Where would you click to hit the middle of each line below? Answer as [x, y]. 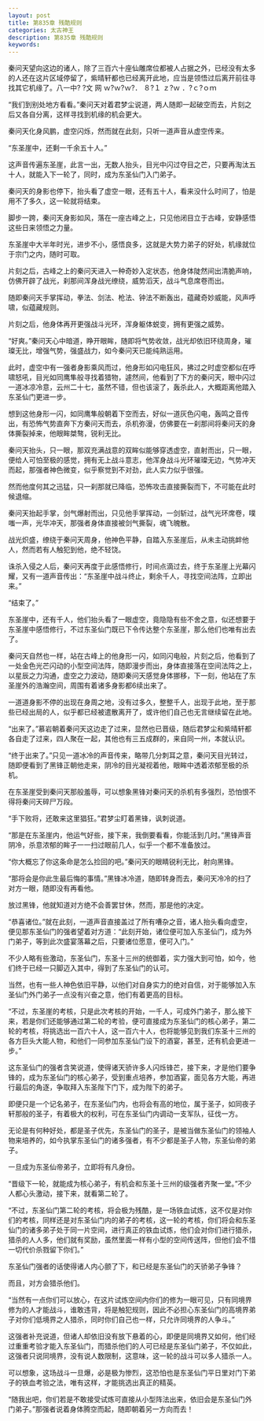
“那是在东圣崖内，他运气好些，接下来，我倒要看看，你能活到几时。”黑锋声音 [130, 835]
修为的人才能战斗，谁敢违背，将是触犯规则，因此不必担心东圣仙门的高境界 [128, 1310]
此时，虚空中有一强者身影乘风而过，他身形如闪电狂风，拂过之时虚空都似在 [128, 368]
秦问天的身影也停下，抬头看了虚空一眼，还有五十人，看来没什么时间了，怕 [128, 191]
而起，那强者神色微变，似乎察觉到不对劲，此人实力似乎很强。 [108, 470]
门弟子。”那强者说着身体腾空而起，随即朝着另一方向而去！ [101, 1409]
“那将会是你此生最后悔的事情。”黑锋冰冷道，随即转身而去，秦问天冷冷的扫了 [130, 878]
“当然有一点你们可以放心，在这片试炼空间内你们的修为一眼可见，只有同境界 [130, 1300]
